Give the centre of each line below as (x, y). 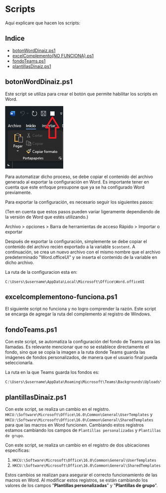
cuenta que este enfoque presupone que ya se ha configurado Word (75, 187)
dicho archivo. (20, 262)
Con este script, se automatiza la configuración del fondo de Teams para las (83, 342)
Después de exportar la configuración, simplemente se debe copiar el (76, 241)
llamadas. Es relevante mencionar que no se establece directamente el (77, 347)
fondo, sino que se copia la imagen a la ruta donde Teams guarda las (75, 352)
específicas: (18, 450)
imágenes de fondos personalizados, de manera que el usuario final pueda (81, 358)
